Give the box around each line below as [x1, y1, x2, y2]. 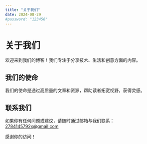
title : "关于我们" [5, 7, 41, 12]
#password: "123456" [5, 16, 48, 21]
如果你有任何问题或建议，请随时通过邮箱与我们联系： [5, 117, 115, 123]
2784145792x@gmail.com [5, 123, 59, 129]
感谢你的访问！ [5, 133, 36, 139]
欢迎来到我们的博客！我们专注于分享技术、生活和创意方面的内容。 [5, 57, 141, 63]
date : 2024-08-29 [5, 12, 41, 17]
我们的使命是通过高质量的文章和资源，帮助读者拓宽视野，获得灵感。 [5, 87, 145, 93]
